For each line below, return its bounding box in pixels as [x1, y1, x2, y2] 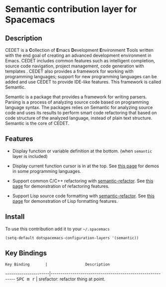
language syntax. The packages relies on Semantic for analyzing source [5, 105, 153, 110]
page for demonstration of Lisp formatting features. [12, 198, 118, 204]
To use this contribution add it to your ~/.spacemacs [5, 226, 110, 232]
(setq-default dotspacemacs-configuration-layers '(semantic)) [5, 235, 139, 240]
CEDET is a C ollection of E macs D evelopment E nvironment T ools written [5, 47, 154, 53]
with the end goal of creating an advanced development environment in [5, 52, 152, 58]
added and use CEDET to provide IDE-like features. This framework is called [5, 79, 162, 85]
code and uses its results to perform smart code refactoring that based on [5, 110, 157, 116]
